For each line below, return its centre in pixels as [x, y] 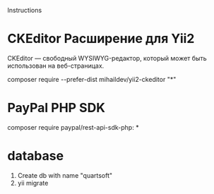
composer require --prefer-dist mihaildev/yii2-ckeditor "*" [92, 79]
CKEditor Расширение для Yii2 [101, 39]
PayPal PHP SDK [57, 108]
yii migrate [33, 183]
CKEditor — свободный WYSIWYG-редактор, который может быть [107, 58]
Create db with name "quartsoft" [65, 175]
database [36, 156]
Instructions [25, 10]
